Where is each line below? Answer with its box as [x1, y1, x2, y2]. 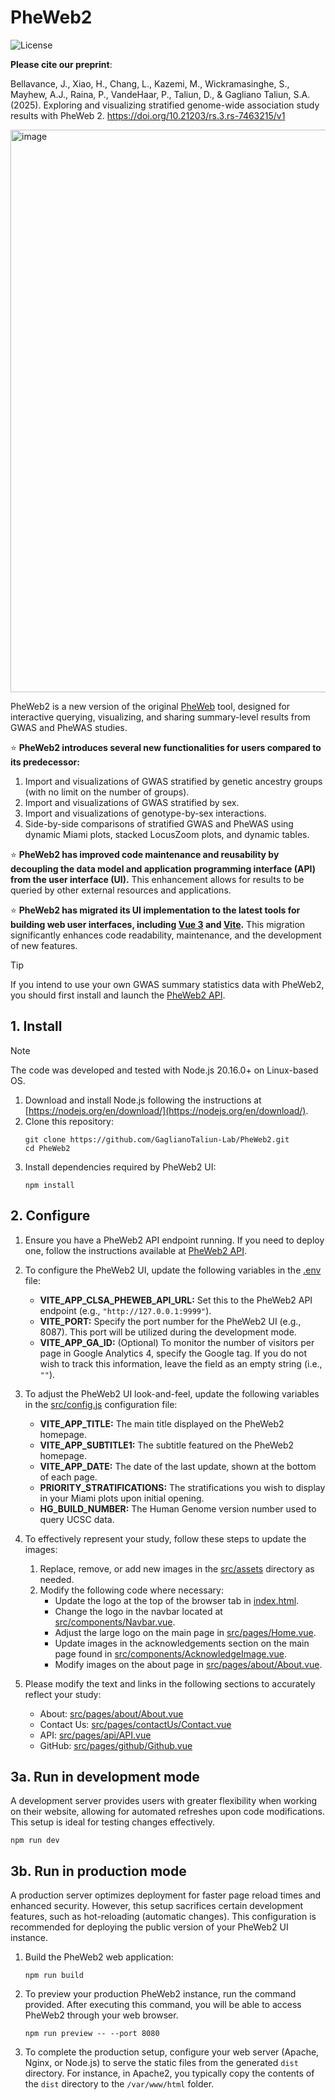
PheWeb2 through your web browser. [24, 2009, 179, 2021]
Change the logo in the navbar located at [54, 1605, 223, 1617]
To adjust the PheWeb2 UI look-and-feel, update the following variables [24, 1387, 320, 1400]
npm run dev [10, 1836, 60, 1846]
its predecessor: [10, 756, 80, 768]
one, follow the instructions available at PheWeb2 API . [24, 1244, 247, 1256]
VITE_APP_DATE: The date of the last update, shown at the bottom [39, 1460, 317, 1472]
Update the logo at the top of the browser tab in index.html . [54, 1594, 300, 1606]
